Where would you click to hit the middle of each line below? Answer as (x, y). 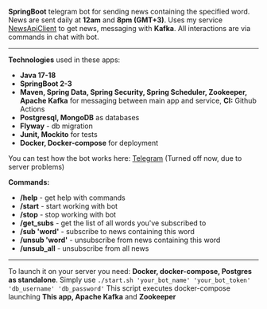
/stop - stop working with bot (68, 215)
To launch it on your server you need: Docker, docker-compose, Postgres (130, 271)
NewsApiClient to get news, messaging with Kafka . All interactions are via (130, 28)
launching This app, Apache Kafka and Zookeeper (92, 297)
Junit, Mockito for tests (58, 134)
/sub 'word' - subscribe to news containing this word (107, 231)
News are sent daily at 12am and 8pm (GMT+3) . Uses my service (116, 20)
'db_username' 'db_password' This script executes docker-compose (119, 288)
